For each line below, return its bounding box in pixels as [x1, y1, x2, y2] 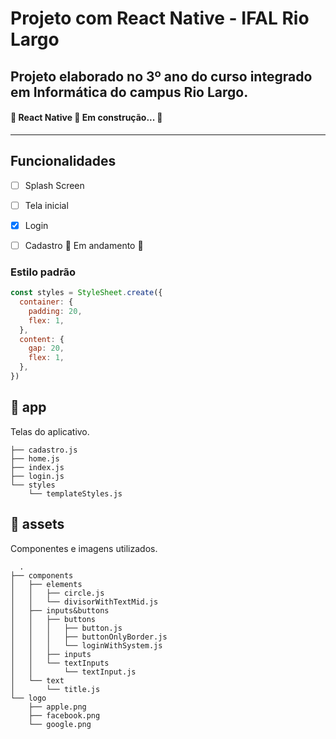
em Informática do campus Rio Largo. [10, 83, 249, 101]
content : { [19, 334, 65, 344]
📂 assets [10, 516, 65, 533]
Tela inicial [24, 199, 69, 211]
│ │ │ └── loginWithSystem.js [10, 640, 163, 651]
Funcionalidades [10, 153, 117, 170]
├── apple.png [28, 702, 87, 712]
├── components [10, 570, 74, 581]
